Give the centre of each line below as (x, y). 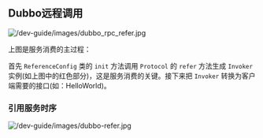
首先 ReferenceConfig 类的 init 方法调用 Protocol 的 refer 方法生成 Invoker (131, 65)
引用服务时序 (33, 108)
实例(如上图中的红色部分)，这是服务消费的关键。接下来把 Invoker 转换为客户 (132, 76)
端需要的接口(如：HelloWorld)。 (60, 85)
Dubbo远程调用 (46, 13)
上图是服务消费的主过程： (50, 49)
